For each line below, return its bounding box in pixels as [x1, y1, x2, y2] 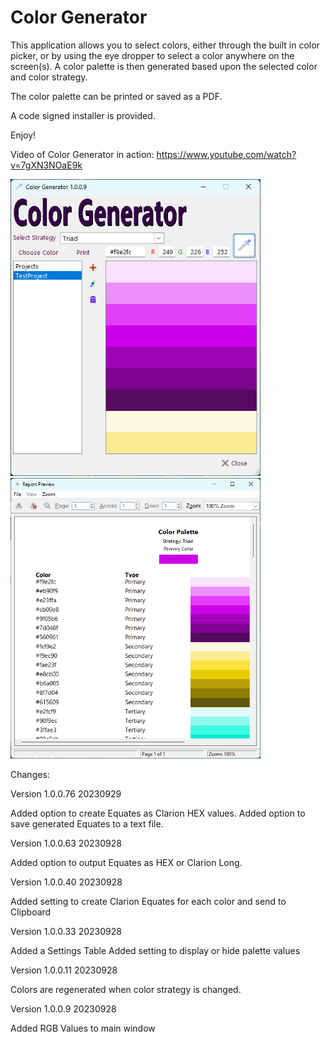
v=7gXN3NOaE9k [10, 159, 83, 171]
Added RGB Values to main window [10, 1022, 156, 1035]
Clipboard [10, 906, 52, 918]
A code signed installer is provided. [10, 109, 156, 121]
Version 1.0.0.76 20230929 [10, 788, 122, 800]
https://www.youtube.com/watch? [156, 148, 297, 160]
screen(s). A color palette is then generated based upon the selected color [10, 60, 318, 72]
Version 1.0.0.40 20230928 [10, 876, 123, 888]
